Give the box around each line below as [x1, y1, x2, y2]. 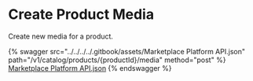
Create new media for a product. [8, 31, 114, 41]
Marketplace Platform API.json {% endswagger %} [8, 63, 172, 72]
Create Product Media [8, 6, 155, 24]
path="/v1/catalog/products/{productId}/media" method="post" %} [8, 55, 226, 64]
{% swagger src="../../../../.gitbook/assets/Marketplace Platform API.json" [8, 46, 246, 56]
